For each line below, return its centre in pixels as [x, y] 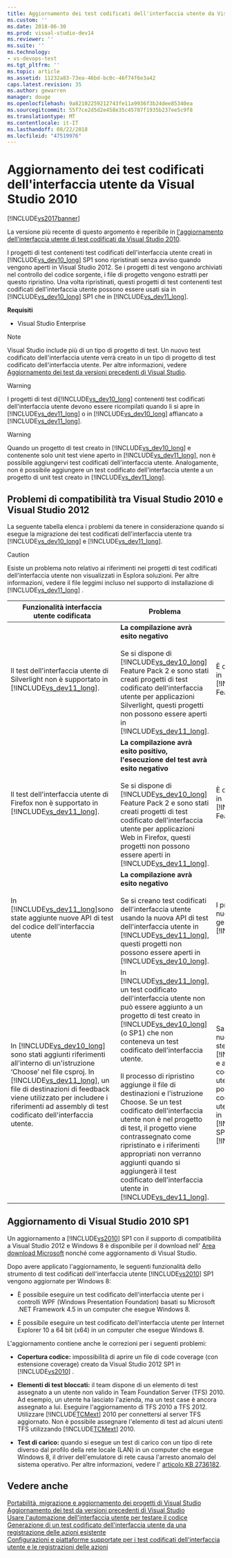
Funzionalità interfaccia [62, 607]
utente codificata [62, 616]
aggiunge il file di [148, 1085]
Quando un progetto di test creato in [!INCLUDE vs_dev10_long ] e [99, 448]
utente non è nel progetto [161, 1119]
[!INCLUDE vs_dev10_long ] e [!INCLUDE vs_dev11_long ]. [85, 541]
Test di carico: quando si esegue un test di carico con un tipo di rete [115, 1442]
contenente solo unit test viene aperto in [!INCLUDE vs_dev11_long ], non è [112, 455]
